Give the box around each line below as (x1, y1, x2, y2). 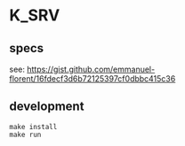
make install (9, 122, 58, 131)
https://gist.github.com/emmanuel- (26, 64, 156, 74)
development (9, 99, 84, 114)
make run (9, 130, 42, 139)
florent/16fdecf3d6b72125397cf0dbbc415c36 (9, 73, 176, 84)
